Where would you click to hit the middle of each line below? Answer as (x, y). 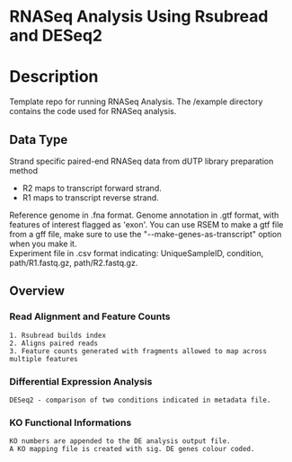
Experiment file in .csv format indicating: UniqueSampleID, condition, (137, 253)
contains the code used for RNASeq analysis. (93, 111)
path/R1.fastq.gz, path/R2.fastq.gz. (74, 262)
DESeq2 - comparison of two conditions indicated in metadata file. (140, 400)
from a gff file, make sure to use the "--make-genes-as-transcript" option (146, 234)
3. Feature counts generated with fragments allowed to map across (138, 351)
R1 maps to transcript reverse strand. (90, 197)
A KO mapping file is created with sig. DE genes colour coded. (132, 449)
